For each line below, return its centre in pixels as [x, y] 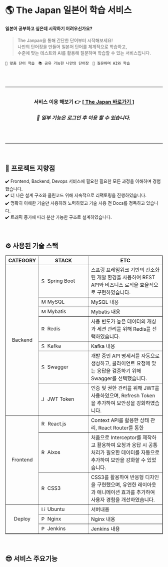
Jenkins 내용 [105, 529]
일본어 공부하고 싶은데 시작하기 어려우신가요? [49, 29]
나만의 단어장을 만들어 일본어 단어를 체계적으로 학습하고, [72, 47]
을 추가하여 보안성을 [113, 403]
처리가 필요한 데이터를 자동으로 [125, 452]
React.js [57, 424]
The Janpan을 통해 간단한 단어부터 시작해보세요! [65, 41]
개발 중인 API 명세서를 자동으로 [125, 356]
